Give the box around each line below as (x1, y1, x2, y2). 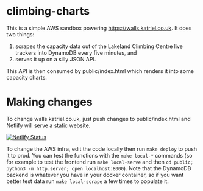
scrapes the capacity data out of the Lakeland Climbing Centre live (15, 43, 183, 50)
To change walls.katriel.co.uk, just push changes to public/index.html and (6, 115, 191, 122)
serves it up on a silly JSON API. (15, 55, 96, 63)
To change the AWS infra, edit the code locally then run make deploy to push (6, 145, 197, 153)
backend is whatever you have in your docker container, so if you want (6, 171, 184, 178)
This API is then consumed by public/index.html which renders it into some (6, 67, 194, 74)
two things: (6, 30, 35, 38)
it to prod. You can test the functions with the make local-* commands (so (6, 151, 193, 159)
